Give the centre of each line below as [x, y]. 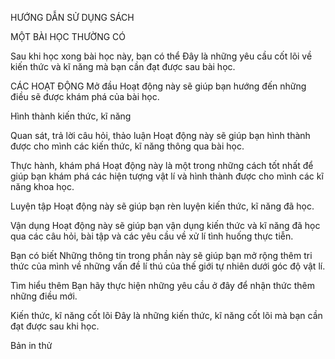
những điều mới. [44, 296]
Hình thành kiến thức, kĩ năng [71, 116]
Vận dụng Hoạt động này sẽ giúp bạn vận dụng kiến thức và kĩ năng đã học [165, 225]
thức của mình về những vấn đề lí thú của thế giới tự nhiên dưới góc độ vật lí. [168, 266]
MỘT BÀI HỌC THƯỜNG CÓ [68, 36]
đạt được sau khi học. [55, 326]
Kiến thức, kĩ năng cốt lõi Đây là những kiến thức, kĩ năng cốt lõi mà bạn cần [166, 315]
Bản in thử [31, 345]
